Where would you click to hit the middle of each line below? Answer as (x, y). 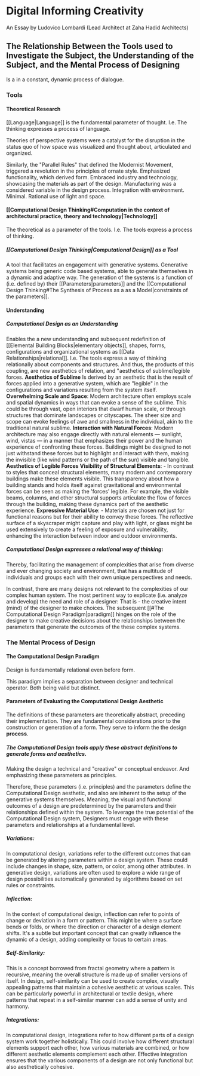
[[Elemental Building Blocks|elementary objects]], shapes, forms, (86, 345)
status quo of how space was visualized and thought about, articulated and (99, 146)
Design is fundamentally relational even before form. (71, 670)
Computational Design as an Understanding (62, 324)
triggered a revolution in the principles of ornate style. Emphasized (88, 171)
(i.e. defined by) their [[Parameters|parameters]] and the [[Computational (96, 284)
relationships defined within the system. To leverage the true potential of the (100, 812)
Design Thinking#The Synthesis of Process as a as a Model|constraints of (97, 290)
